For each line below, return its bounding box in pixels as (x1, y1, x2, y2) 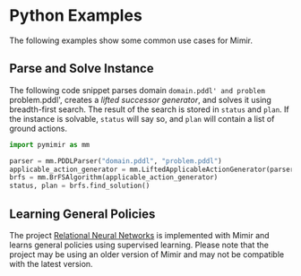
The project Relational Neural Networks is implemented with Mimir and (9, 229, 271, 240)
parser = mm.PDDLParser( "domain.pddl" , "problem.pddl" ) (9, 156, 222, 166)
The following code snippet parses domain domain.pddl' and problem (9, 84, 266, 95)
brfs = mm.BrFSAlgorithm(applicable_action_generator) (9, 173, 219, 182)
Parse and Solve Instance (9, 61, 154, 76)
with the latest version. (9, 258, 93, 269)
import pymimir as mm (9, 140, 90, 149)
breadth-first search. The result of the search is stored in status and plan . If (9, 104, 289, 115)
